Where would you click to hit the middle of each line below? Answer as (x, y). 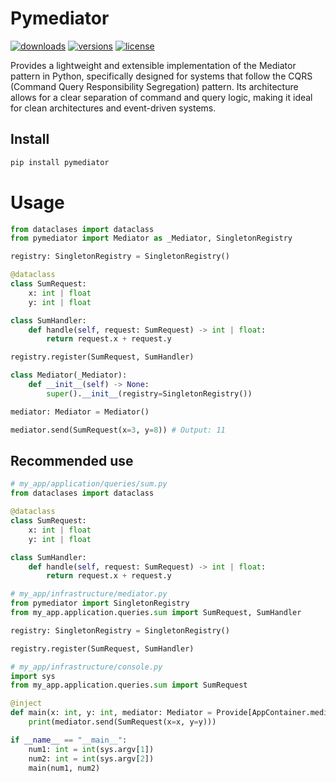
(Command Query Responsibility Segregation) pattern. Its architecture (154, 86)
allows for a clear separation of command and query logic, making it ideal (161, 97)
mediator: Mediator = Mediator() (80, 412)
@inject (26, 703)
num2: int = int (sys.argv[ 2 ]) (91, 758)
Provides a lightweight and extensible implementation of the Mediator (153, 65)
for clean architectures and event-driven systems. (113, 108)
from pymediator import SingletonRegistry (100, 603)
